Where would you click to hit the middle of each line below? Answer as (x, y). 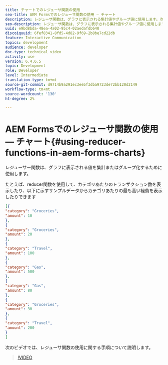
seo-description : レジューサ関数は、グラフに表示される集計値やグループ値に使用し (82, 24)
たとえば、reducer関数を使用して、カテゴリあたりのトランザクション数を (81, 184)
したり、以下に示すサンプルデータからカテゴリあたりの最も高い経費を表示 (86, 191)
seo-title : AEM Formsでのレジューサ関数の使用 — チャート (60, 15)
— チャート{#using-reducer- (65, 142)
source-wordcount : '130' (31, 94)
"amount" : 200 (20, 328)
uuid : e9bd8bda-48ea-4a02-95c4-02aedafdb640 (52, 29)
